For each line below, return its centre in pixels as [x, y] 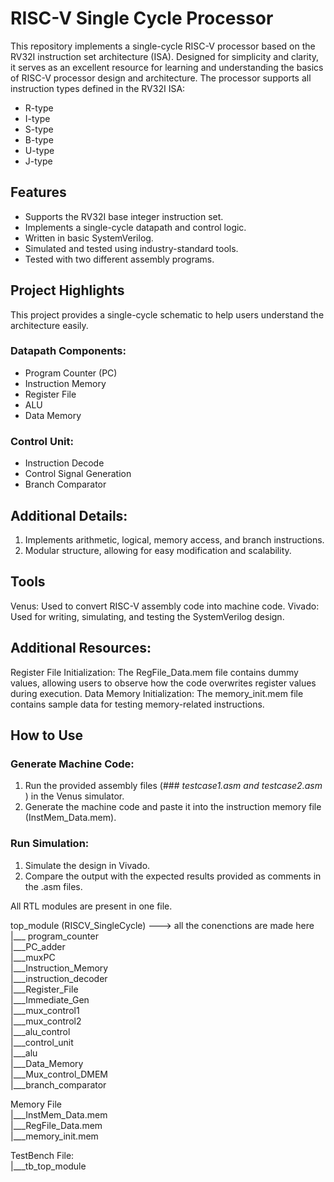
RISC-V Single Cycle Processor [142, 18]
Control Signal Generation [78, 474]
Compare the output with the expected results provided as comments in [173, 876]
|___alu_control [40, 1031]
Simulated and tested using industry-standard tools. [131, 248]
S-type [39, 129]
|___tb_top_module [48, 1166]
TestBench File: [42, 1155]
